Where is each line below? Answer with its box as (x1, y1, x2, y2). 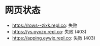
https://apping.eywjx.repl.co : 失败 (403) (12, 35, 96, 41)
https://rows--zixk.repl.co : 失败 (12, 22, 78, 28)
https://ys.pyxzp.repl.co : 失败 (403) (12, 28, 87, 34)
